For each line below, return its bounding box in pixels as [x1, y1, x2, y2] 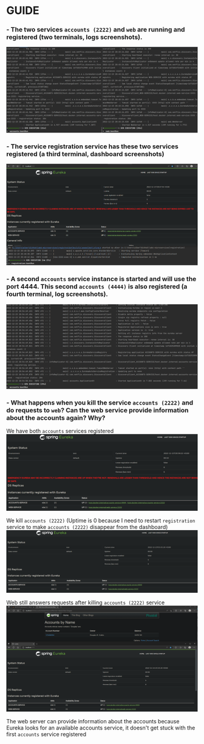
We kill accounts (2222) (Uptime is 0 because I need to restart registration [6, 517, 195, 524]
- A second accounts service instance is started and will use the [6, 275, 197, 283]
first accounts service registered [6, 730, 87, 738]
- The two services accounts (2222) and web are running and [6, 26, 185, 34]
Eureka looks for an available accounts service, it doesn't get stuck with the [6, 724, 195, 731]
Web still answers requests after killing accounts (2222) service [6, 599, 165, 606]
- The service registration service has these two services [6, 142, 179, 151]
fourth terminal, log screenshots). [6, 290, 108, 298]
